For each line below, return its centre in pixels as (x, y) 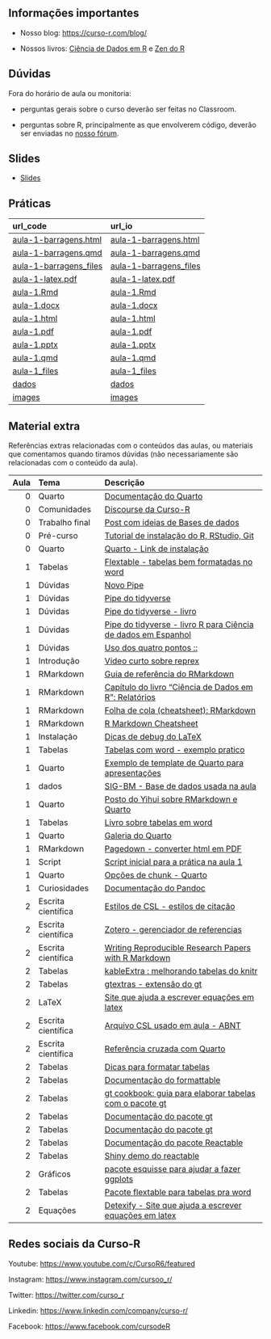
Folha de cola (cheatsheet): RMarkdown (180, 710)
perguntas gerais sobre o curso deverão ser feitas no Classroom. (128, 109)
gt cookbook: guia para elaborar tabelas (180, 1093)
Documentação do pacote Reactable (174, 1143)
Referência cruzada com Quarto (165, 1049)
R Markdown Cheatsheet (152, 724)
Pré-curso (58, 536)
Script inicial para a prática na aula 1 (173, 862)
